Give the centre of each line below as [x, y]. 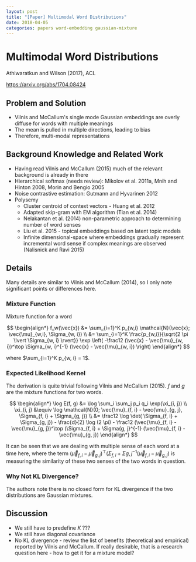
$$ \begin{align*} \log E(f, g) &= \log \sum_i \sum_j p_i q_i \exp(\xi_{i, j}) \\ [98, 403]
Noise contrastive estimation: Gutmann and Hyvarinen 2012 [86, 193]
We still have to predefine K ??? [52, 528]
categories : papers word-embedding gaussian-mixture [72, 28]
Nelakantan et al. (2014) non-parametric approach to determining [102, 218]
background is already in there [51, 174]
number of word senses [52, 224]
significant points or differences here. [51, 288]
